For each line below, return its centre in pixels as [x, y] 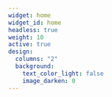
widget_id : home [35, 23]
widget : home [30, 15]
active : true [30, 45]
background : [35, 66]
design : [21, 52]
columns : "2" [37, 59]
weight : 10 [26, 37]
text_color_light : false [63, 74]
